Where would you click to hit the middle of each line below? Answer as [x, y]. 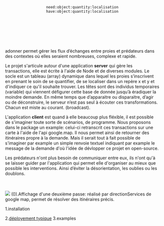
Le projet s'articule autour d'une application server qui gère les [69, 66]
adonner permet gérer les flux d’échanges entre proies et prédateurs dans [80, 51]
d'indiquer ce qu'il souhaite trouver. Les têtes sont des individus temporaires [82, 86]
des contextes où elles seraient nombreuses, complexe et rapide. [71, 56]
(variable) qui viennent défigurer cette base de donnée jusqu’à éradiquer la [81, 92]
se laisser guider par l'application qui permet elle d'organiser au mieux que [81, 163]
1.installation [18, 209]
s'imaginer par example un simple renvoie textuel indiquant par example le [80, 143]
